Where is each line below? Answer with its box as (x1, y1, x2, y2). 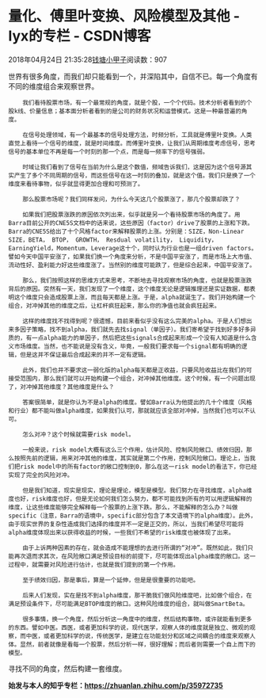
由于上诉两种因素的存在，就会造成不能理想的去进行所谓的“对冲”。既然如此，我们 (22, 544, 248, 551)
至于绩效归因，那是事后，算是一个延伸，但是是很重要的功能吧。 (22, 576, 199, 584)
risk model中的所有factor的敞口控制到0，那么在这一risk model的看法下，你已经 (19, 463, 257, 471)
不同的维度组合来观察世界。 (8, 81, 99, 91)
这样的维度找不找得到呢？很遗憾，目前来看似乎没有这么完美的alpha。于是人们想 (22, 317, 247, 325)
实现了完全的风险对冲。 (8, 471, 74, 479)
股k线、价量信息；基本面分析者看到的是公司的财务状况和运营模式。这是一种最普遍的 (8, 107, 241, 115)
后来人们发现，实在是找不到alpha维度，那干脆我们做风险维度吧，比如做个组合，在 (22, 591, 253, 599)
